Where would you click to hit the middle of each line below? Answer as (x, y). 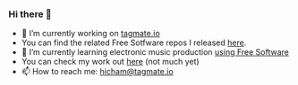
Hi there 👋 (30, 14)
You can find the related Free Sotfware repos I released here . (134, 42)
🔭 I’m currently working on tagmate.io (90, 34)
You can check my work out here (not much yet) (110, 62)
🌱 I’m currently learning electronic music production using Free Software (155, 52)
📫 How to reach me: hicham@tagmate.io (97, 72)
